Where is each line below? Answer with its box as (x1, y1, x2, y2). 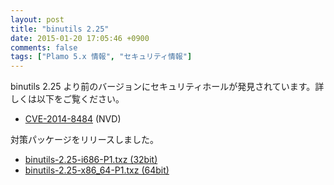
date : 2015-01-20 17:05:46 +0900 (10, 33, 150, 43)
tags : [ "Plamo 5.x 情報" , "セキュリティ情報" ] (10, 52, 193, 62)
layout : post (10, 14, 65, 25)
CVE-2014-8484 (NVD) (24, 113, 122, 125)
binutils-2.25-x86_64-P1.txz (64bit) (24, 164, 170, 176)
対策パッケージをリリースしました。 (10, 134, 160, 146)
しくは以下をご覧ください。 (10, 93, 125, 105)
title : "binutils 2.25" (10, 24, 110, 34)
